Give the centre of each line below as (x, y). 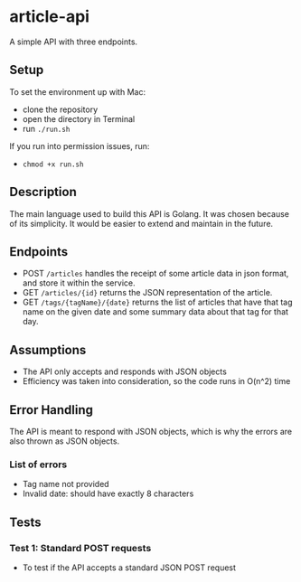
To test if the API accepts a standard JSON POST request (129, 568)
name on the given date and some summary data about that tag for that (155, 312)
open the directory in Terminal (79, 118)
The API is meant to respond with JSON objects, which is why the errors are (150, 432)
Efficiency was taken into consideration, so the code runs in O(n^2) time (156, 381)
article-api (50, 17)
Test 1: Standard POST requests (80, 548)
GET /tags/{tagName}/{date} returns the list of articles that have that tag (157, 302)
